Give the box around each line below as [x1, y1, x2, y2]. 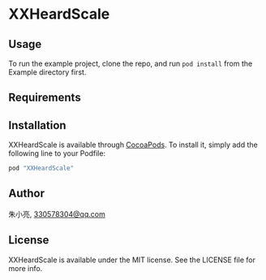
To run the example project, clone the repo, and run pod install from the [8, 58, 253, 68]
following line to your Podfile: [8, 149, 106, 158]
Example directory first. [8, 67, 87, 77]
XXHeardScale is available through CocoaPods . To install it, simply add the [8, 140, 258, 150]
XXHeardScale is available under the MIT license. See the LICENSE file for [8, 255, 255, 265]
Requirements [8, 91, 81, 105]
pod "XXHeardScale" [8, 164, 75, 173]
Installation [8, 118, 66, 132]
